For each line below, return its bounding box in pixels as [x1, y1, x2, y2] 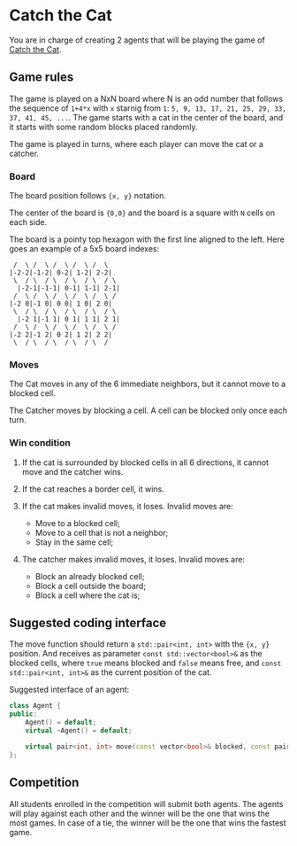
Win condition [9, 437, 71, 449]
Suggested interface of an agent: [9, 684, 130, 695]
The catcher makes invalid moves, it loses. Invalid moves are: [21, 554, 246, 564]
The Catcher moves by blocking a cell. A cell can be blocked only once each [9, 405, 287, 416]
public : [9, 710, 38, 718]
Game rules [9, 70, 74, 85]
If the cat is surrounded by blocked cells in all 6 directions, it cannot [21, 457, 270, 468]
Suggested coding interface [9, 616, 167, 631]
